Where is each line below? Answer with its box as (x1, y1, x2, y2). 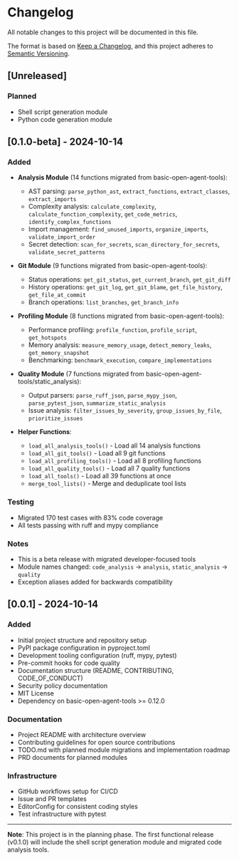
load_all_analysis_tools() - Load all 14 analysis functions (28, 441, 201, 450)
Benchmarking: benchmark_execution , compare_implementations (28, 356, 212, 364)
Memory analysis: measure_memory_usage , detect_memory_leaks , (28, 341, 212, 349)
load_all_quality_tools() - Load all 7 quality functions (28, 464, 191, 473)
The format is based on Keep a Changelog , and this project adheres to (7, 41, 213, 50)
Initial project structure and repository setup (17, 636, 147, 644)
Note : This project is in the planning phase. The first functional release (7, 830, 214, 839)
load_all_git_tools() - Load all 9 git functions (28, 449, 166, 458)
